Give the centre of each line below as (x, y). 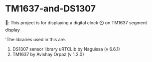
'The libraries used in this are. (36, 39)
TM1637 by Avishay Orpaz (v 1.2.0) (48, 54)
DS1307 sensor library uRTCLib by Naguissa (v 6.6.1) (66, 49)
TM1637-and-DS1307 (51, 9)
